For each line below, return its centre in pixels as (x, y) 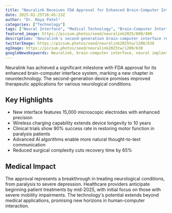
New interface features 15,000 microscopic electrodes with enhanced (86, 112)
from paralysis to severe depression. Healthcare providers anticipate (78, 184)
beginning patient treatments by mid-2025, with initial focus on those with (83, 189)
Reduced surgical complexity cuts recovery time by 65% (72, 150)
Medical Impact (31, 166)
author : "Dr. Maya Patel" (33, 19)
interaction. (17, 206)
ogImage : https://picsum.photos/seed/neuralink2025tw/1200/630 (74, 48)
